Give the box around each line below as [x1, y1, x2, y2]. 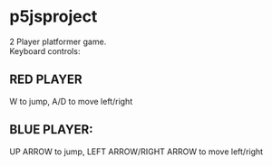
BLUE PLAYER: [9, 122, 93, 137]
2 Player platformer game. [9, 36, 107, 47]
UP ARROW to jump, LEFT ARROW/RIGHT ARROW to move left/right [9, 146, 264, 157]
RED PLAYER [9, 72, 83, 88]
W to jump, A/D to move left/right [9, 96, 133, 106]
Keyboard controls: [9, 45, 81, 56]
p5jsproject [9, 6, 98, 27]
